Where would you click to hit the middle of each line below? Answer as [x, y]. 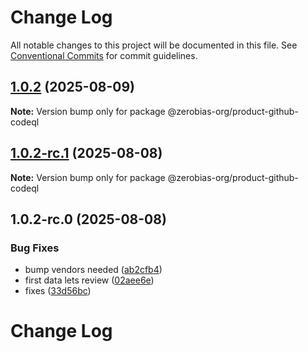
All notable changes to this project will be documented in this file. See [154, 45]
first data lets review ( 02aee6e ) [89, 280]
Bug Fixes [35, 248]
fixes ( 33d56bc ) [58, 291]
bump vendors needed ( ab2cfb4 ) [93, 270]
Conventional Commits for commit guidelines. [104, 55]
